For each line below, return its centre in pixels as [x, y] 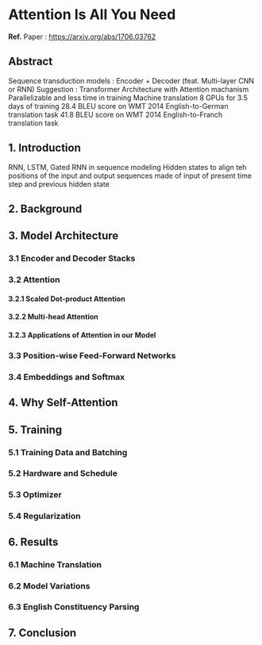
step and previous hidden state [59, 183]
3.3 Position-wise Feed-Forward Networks [92, 355]
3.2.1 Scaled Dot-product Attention [67, 299]
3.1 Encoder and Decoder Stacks [72, 258]
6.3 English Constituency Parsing [74, 607]
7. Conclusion [42, 633]
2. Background [45, 209]
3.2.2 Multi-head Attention [54, 317]
